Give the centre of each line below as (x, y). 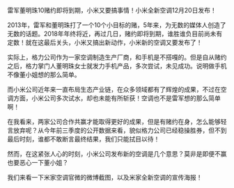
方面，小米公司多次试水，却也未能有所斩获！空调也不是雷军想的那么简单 (117, 98)
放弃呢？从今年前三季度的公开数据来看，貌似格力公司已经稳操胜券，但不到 (120, 130)
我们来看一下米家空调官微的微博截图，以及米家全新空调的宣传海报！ (105, 177)
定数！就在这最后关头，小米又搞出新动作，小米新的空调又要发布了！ (105, 42)
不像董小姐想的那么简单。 (44, 75)
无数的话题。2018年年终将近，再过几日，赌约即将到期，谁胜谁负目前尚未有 (115, 34)
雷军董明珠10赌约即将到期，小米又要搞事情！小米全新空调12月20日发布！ (112, 10)
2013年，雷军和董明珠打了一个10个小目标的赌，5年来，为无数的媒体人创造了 (117, 25)
